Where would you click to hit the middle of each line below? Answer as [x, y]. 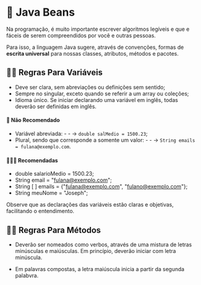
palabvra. [27, 275]
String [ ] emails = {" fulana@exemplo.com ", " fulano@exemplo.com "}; [101, 187]
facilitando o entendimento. [40, 211]
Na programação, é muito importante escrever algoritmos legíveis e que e [98, 29]
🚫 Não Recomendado [33, 120]
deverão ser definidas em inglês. [56, 106]
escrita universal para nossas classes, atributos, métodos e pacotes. [93, 53]
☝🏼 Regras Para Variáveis [54, 73]
